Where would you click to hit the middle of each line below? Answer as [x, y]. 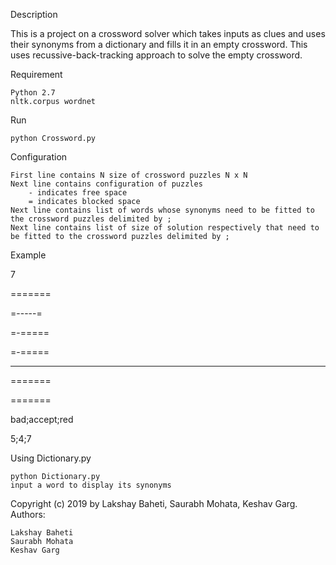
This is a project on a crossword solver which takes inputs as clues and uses [168, 33]
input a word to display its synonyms [91, 485]
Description [34, 14]
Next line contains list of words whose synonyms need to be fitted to [162, 210]
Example [28, 255]
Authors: [28, 514]
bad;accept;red [42, 419]
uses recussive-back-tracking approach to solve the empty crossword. [156, 55]
